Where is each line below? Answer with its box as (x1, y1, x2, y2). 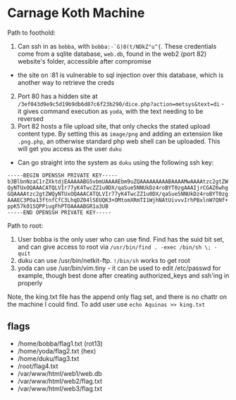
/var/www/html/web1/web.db (17, 369, 102, 377)
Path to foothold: (7, 28, 56, 37)
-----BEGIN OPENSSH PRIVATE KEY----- (7, 172, 118, 179)
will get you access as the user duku (17, 144, 122, 153)
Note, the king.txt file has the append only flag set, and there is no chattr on (7, 292, 228, 301)
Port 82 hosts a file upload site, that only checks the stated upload (17, 122, 211, 130)
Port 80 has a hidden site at (17, 92, 98, 100)
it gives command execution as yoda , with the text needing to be (17, 107, 204, 115)
